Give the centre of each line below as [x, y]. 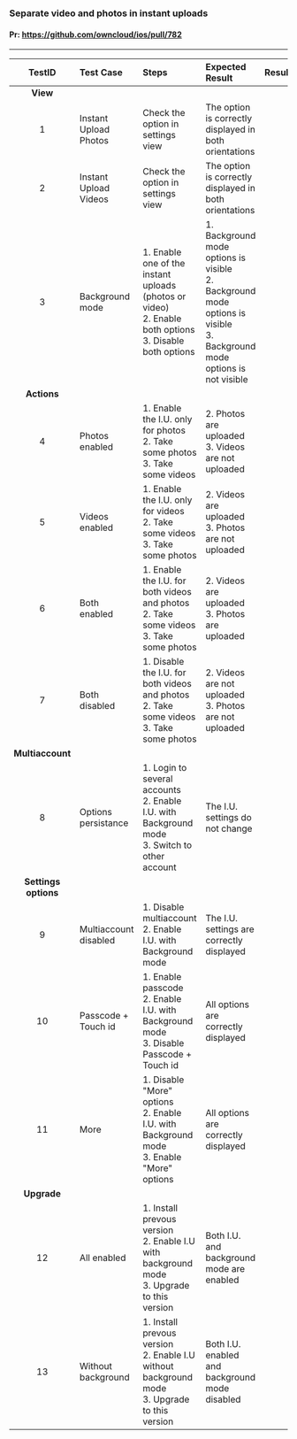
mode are [225, 1269]
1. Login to [165, 768]
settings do [228, 818]
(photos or [164, 296]
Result [219, 78]
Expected [226, 67]
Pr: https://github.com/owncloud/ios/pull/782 [96, 35]
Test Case [101, 73]
